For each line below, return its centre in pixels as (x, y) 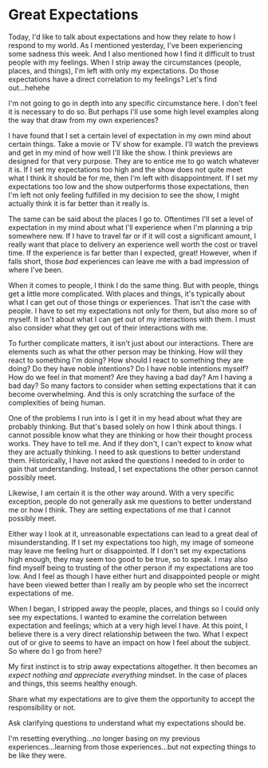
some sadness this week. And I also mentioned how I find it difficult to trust (132, 53)
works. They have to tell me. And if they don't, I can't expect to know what (130, 443)
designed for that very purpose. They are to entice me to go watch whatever (134, 160)
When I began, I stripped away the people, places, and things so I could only (134, 608)
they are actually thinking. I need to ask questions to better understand (124, 452)
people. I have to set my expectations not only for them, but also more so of (133, 311)
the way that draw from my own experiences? (83, 120)
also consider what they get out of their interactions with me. (108, 327)
